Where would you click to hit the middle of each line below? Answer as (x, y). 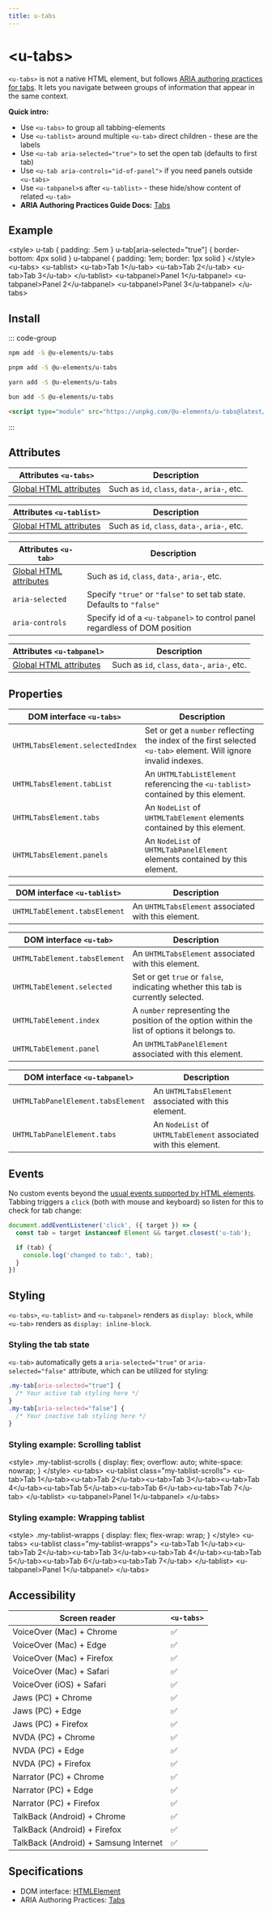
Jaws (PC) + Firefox (51, 1724)
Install (24, 319)
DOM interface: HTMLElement (70, 1891)
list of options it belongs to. (184, 1031)
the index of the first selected (200, 741)
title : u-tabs (32, 16)
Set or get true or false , (178, 977)
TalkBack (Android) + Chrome (69, 1816)
